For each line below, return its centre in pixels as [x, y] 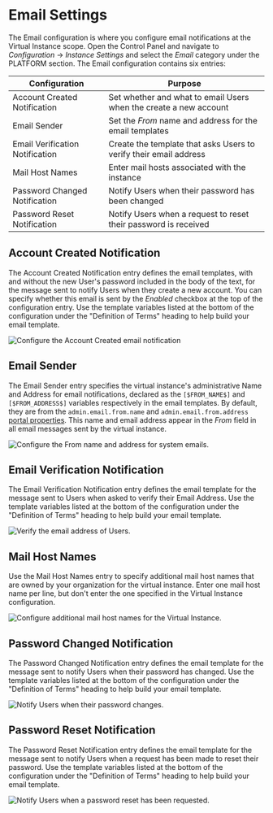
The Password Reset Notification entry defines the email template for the [130, 750]
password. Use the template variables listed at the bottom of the [116, 767]
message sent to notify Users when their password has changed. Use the [131, 672]
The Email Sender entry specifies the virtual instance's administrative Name [135, 385]
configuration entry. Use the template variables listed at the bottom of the [131, 307]
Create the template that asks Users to [182, 144]
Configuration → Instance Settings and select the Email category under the [134, 54]
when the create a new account [169, 107]
